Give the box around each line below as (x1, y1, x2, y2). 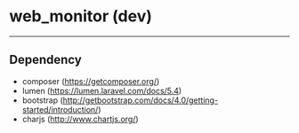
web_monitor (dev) (9, 6, 153, 27)
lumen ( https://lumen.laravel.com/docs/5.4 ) (21, 85, 182, 96)
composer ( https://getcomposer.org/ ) (21, 75, 160, 86)
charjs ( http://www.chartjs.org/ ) (21, 113, 140, 124)
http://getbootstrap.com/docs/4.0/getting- (62, 95, 219, 106)
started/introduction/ (21, 104, 99, 114)
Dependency (9, 52, 82, 67)
